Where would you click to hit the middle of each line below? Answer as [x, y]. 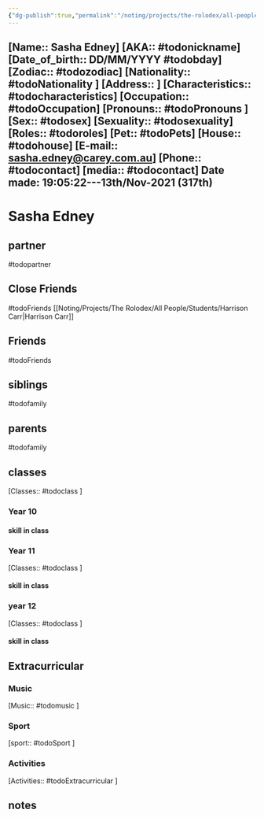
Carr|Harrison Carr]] [41, 316]
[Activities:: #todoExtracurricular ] [63, 781]
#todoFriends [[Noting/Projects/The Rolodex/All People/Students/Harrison [128, 308]
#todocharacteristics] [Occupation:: [99, 96]
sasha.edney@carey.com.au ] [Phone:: [105, 158]
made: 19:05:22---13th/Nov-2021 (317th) [111, 183]
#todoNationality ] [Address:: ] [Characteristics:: [130, 85]
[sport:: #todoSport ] [42, 743]
